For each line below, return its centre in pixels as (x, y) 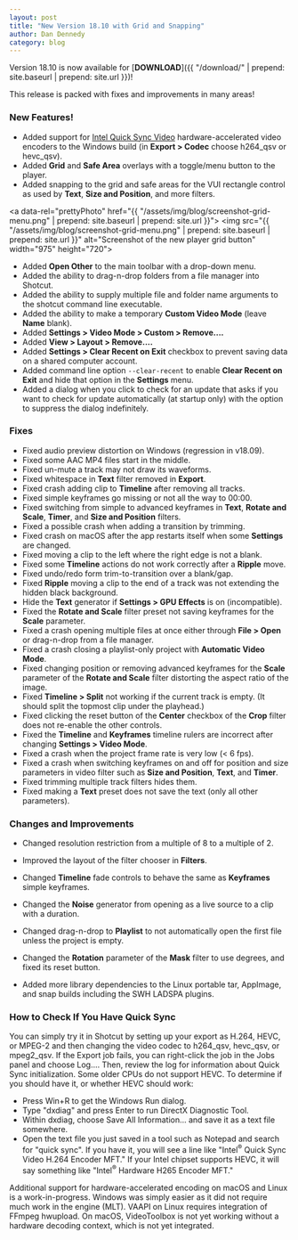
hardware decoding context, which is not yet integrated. (112, 1225)
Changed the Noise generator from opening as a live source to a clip (148, 904)
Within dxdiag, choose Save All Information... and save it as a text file (149, 1120)
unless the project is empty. (73, 941)
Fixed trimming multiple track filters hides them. (109, 781)
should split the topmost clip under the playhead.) (113, 706)
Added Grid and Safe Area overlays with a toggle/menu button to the (149, 165)
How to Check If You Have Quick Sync (93, 1017)
